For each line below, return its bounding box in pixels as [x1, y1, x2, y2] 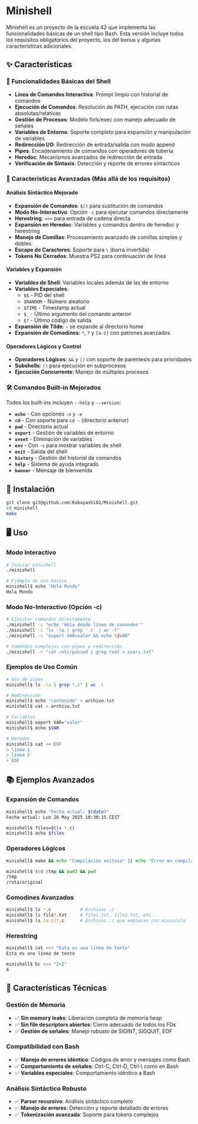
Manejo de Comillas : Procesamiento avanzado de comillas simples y [14, 233, 183, 240]
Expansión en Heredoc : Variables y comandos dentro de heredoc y [14, 221, 179, 228]
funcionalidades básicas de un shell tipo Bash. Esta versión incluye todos [6, 30, 184, 37]
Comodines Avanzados [6, 893, 74, 901]
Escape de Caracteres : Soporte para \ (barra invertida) [14, 246, 150, 253]
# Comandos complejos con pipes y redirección [6, 643, 123, 649]
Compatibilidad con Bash [6, 1043, 80, 1051]
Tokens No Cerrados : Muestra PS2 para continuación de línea [14, 252, 166, 259]
